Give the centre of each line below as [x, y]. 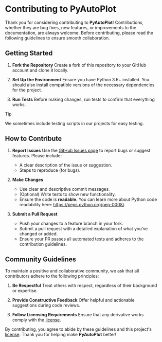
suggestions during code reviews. [46, 306]
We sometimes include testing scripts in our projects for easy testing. [74, 123]
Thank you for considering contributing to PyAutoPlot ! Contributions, [74, 22]
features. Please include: [37, 155]
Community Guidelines [41, 259]
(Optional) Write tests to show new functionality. [68, 194]
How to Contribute [34, 139]
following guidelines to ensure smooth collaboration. [58, 38]
